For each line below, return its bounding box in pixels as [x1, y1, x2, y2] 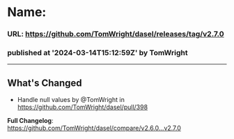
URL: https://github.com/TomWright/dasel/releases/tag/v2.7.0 [7, 29, 224, 39]
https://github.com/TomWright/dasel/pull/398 [17, 103, 148, 112]
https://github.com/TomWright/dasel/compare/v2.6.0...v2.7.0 [7, 124, 181, 133]
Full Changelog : [7, 117, 54, 125]
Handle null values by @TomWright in [17, 96, 125, 104]
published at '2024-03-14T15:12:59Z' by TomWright [7, 48, 188, 58]
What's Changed [7, 77, 82, 89]
